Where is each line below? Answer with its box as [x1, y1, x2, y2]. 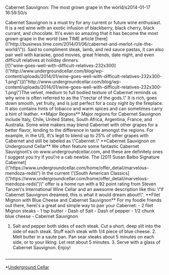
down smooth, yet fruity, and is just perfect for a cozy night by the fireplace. [5, 100, 163, 106]
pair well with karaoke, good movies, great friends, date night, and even [5, 52, 154, 58]
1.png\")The [5, 90, 30, 95]
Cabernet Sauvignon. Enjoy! [12, 245, 71, 250]
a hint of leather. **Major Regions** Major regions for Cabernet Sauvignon [5, 111, 161, 117]
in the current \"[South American [41, 170, 109, 176]
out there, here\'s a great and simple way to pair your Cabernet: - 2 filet [5, 203, 153, 208]
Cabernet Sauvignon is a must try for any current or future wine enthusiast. [5, 20, 161, 25]
